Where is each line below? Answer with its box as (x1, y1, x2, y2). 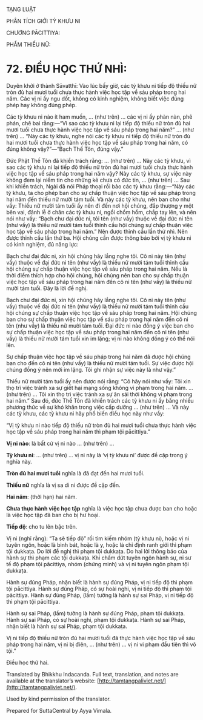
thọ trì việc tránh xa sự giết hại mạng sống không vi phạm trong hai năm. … (6, 384, 194, 391)
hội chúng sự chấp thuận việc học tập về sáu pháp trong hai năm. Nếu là (6, 265, 188, 272)
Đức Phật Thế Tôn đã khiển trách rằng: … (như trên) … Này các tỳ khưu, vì (6, 157, 191, 164)
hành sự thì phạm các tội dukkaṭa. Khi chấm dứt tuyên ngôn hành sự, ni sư (6, 554, 192, 561)
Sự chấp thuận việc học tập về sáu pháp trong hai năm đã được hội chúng (6, 353, 191, 360)
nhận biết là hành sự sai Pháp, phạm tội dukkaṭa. (6, 623, 127, 630)
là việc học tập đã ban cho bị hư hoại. (6, 511, 100, 518)
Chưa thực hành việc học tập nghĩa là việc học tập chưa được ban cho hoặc (6, 504, 198, 512)
